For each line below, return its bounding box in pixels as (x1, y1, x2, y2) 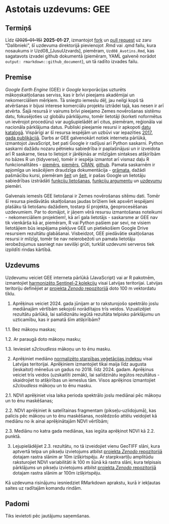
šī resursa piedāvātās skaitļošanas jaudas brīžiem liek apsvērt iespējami (5, 198, 154, 204)
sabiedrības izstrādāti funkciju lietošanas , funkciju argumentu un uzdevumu (5, 178, 162, 184)
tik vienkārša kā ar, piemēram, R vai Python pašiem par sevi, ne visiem (5, 220, 151, 226)
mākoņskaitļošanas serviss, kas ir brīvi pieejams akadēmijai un (5, 92, 135, 98)
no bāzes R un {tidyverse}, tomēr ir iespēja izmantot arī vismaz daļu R (5, 156, 149, 162)
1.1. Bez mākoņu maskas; (5, 326, 57, 332)
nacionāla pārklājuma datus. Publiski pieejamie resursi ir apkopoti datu (5, 124, 151, 130)
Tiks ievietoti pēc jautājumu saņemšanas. (5, 513, 91, 519)
